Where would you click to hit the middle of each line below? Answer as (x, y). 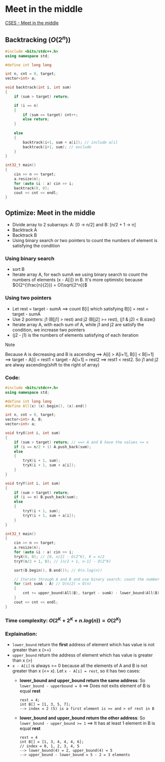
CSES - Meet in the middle (32, 23)
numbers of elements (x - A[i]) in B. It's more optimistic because (77, 280)
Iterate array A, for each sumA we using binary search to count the (80, 275)
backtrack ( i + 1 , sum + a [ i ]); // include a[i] (70, 142)
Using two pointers (28, 298)
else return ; (36, 119)
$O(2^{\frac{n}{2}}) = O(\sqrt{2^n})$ (50, 285)
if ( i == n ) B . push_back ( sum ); (46, 497)
